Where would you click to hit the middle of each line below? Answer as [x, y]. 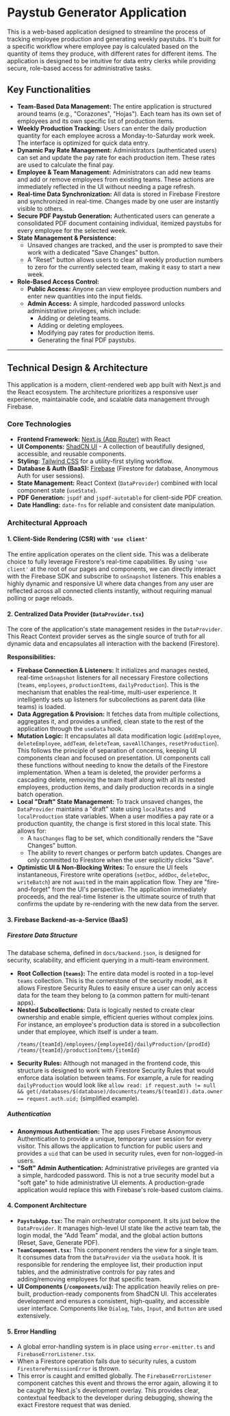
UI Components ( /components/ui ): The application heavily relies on [112, 1286]
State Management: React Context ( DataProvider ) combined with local [117, 483]
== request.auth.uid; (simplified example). [78, 1098]
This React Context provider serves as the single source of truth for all [106, 636]
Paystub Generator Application [97, 13]
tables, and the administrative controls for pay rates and [96, 1272]
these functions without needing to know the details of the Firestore [113, 765]
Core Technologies [39, 424]
